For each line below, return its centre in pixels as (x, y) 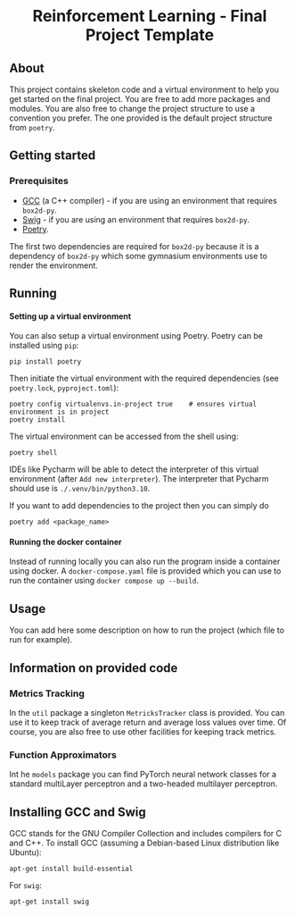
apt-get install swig (49, 902)
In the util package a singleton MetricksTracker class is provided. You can (147, 712)
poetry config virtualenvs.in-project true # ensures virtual (133, 404)
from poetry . (32, 127)
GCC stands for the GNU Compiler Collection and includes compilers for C (146, 834)
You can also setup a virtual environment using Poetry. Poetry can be (136, 336)
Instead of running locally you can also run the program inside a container (145, 562)
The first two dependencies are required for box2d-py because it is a (134, 246)
